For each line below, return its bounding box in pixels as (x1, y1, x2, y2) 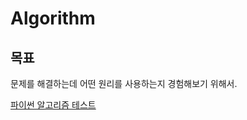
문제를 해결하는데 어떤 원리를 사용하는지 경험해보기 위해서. (10, 78, 238, 89)
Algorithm (10, 7, 96, 30)
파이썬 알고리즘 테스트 (10, 99, 97, 111)
